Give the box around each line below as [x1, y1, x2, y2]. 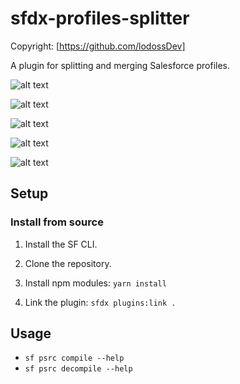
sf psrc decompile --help [24, 364, 133, 374]
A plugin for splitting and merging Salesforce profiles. [10, 59, 231, 71]
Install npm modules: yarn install [24, 277, 167, 289]
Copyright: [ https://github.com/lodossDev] [10, 40, 186, 52]
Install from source [10, 215, 104, 229]
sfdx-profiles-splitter [10, 7, 190, 30]
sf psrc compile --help [24, 353, 125, 364]
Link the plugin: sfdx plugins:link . [24, 296, 177, 308]
